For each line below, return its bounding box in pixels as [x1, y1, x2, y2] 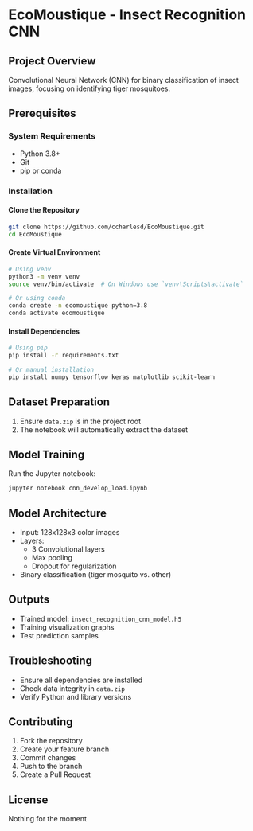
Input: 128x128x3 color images [19, 528, 120, 537]
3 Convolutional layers [31, 544, 105, 554]
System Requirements [8, 131, 96, 142]
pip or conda [19, 166, 62, 175]
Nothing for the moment [8, 814, 88, 824]
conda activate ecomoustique [8, 309, 105, 318]
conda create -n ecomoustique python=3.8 [8, 302, 148, 310]
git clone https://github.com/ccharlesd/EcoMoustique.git [8, 223, 204, 231]
